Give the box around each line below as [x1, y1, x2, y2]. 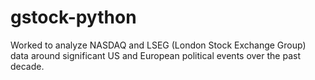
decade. [10, 60, 45, 72]
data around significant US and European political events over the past [10, 49, 301, 61]
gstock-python [10, 6, 137, 29]
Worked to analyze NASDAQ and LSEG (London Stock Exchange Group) [10, 39, 307, 51]
